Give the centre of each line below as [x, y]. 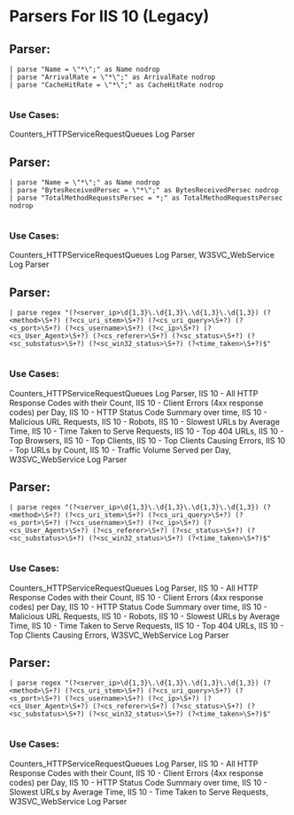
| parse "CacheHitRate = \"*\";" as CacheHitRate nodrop [116, 85]
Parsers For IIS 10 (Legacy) [109, 16]
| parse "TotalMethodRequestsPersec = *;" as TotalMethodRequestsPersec [146, 198]
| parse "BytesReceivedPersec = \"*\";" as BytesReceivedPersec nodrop [144, 191]
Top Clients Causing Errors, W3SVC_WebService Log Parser [119, 635]
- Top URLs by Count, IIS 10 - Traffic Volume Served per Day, [120, 450]
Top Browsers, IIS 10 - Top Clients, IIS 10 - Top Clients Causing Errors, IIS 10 [147, 440]
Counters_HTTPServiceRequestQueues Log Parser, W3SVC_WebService [142, 255]
